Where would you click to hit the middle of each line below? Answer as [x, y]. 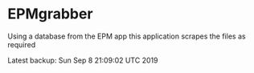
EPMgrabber [50, 14]
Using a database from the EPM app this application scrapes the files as [127, 36]
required [22, 44]
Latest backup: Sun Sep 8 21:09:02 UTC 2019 [83, 60]
